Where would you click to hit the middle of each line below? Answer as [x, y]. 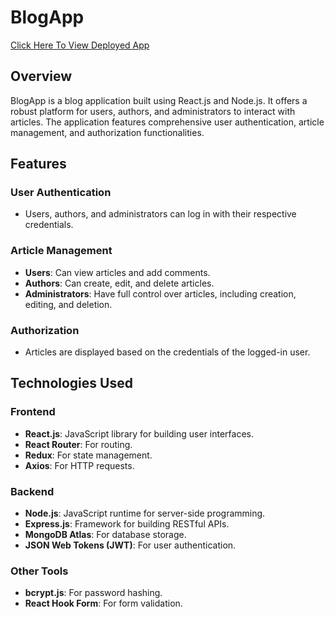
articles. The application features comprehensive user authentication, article [167, 122]
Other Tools [39, 571]
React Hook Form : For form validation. [103, 603]
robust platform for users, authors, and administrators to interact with [153, 111]
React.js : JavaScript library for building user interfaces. [139, 433]
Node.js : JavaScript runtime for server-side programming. [145, 513]
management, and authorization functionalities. [107, 132]
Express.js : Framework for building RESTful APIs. [127, 524]
